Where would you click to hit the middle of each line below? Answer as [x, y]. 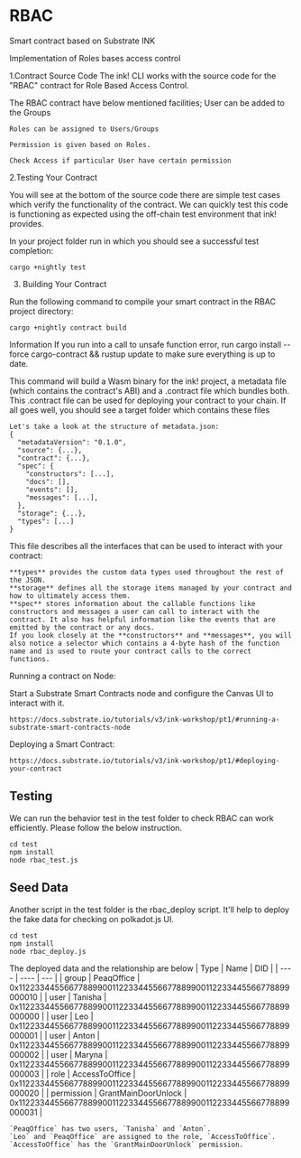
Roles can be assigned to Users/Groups [84, 129]
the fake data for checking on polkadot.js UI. [91, 919]
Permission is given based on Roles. [80, 145]
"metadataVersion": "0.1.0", [72, 442]
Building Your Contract [64, 284]
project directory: [41, 311]
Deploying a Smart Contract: [62, 744]
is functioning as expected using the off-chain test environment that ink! [143, 214]
